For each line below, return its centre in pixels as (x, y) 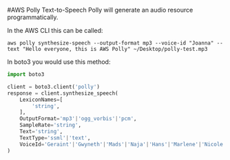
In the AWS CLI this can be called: (55, 31)
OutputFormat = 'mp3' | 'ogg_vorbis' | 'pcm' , (78, 119)
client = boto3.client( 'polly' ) (53, 87)
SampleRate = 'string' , (50, 125)
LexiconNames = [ (41, 100)
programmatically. (33, 17)
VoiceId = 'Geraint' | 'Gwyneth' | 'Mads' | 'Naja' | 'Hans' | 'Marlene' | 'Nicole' (123, 144)
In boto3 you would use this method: (59, 62)
